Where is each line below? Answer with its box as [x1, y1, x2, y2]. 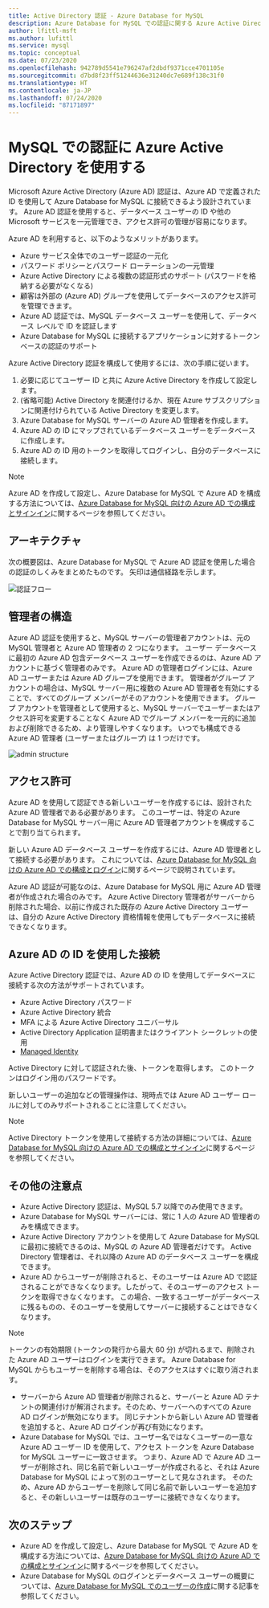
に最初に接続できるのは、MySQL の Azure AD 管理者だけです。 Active [19, 1242, 252, 1251]
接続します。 [19, 455, 63, 466]
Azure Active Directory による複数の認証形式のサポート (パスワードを [19, 271, 250, 281]
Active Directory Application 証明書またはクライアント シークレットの [19, 1027, 251, 1037]
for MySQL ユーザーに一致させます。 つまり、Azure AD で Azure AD [19, 1452, 246, 1462]
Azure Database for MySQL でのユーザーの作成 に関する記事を [55, 1581, 260, 1590]
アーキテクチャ [8, 534, 82, 548]
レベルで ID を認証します [35, 321, 118, 331]
